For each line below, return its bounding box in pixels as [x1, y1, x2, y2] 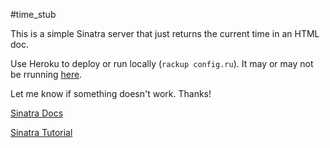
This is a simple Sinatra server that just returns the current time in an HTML [10, 28, 320, 39]
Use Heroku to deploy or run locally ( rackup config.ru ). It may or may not [10, 58, 314, 69]
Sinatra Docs [10, 107, 64, 119]
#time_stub [10, 9, 57, 20]
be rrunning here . [10, 69, 83, 80]
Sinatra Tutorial [10, 127, 73, 138]
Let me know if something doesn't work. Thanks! [10, 88, 212, 99]
